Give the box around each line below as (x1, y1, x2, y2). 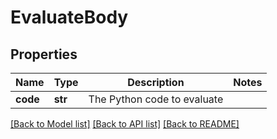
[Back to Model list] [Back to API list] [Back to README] (10, 118, 240, 130)
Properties (10, 46, 78, 63)
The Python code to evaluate (88, 92, 224, 106)
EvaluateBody (10, 6, 129, 29)
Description (127, 76, 185, 89)
